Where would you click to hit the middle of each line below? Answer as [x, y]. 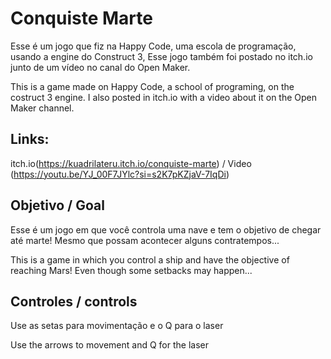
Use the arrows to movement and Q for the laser [110, 345]
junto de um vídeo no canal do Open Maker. [100, 67]
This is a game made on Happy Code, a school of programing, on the [152, 86]
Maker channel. [42, 108]
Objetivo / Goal [57, 205]
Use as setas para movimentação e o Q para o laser [117, 326]
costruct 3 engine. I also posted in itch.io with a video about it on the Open [164, 97]
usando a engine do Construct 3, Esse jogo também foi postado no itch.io [161, 56]
